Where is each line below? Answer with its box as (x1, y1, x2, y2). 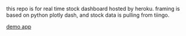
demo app (6, 23, 32, 30)
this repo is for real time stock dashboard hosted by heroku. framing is (6, 5, 180, 12)
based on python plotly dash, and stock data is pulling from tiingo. (6, 11, 170, 19)
